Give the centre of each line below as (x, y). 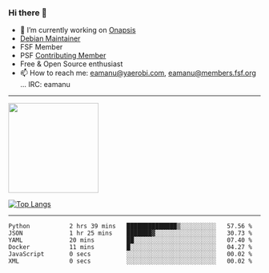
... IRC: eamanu (45, 85)
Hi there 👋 (28, 13)
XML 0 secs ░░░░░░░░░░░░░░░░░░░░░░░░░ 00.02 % (130, 261)
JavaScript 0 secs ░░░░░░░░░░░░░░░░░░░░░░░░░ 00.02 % (130, 255)
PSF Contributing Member (63, 56)
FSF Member (41, 47)
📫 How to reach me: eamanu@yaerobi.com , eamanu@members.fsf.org (138, 73)
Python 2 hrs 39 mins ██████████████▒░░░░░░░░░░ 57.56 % (130, 227)
